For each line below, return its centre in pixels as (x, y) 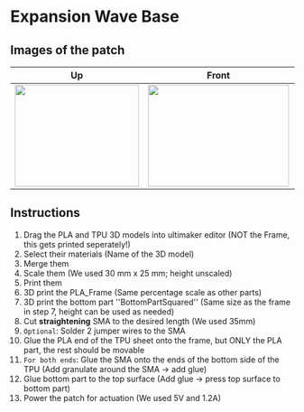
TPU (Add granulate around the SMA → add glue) (115, 369)
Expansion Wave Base (95, 17)
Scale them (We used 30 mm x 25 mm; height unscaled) (128, 273)
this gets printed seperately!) (77, 244)
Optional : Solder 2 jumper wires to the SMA (104, 331)
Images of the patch (68, 50)
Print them (42, 283)
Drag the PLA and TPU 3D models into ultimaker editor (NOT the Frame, (157, 234)
